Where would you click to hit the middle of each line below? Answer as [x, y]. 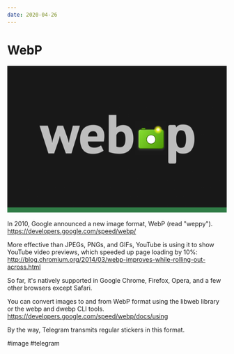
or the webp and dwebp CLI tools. [56, 309]
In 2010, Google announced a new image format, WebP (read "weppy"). [110, 223]
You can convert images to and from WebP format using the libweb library [113, 301]
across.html [24, 267]
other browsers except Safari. [50, 288]
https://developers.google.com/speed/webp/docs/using [88, 316]
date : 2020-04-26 [32, 15]
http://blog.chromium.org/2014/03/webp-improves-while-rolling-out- [107, 259]
